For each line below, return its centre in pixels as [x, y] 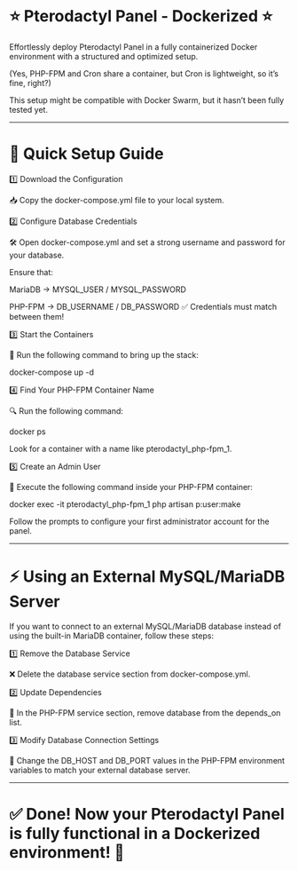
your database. [37, 255]
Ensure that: [31, 272]
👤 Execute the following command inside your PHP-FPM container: [131, 487]
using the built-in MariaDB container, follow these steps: [112, 636]
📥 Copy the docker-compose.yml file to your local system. [117, 200]
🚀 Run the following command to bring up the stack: [104, 354]
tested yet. [29, 109]
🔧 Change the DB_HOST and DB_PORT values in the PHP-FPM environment [147, 760]
